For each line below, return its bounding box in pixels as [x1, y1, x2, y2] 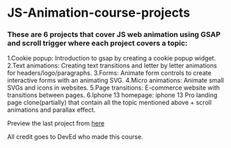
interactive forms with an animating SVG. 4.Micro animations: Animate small [7, 76, 224, 85]
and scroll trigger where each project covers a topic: [7, 38, 188, 48]
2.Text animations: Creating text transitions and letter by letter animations [7, 61, 217, 70]
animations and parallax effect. [7, 106, 96, 114]
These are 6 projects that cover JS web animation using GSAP [7, 30, 221, 40]
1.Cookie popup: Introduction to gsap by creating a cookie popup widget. [7, 54, 216, 63]
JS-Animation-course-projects [7, 5, 191, 21]
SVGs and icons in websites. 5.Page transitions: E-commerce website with [7, 83, 221, 92]
